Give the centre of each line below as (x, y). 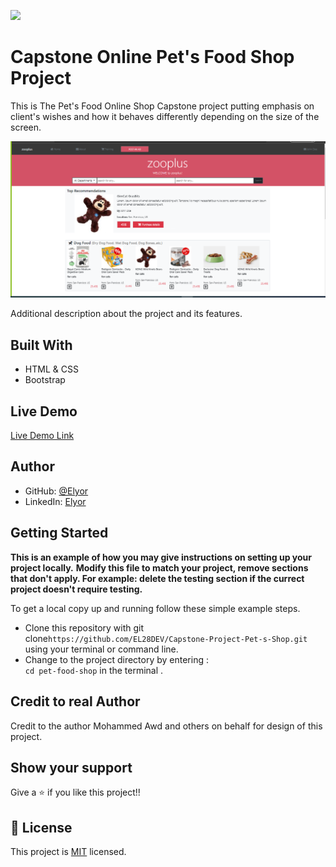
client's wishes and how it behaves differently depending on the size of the (165, 116)
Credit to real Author (75, 701)
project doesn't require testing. (76, 589)
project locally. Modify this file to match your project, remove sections (159, 567)
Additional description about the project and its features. (126, 314)
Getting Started (59, 533)
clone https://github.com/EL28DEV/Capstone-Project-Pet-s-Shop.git (166, 638)
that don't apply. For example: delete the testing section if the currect (157, 578)
